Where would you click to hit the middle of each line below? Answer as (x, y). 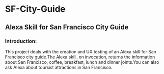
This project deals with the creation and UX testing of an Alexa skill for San (81, 51)
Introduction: (21, 41)
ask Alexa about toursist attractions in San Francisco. (59, 67)
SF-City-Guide (35, 9)
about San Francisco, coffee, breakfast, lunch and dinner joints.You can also (82, 62)
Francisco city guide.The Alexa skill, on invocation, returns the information (80, 57)
